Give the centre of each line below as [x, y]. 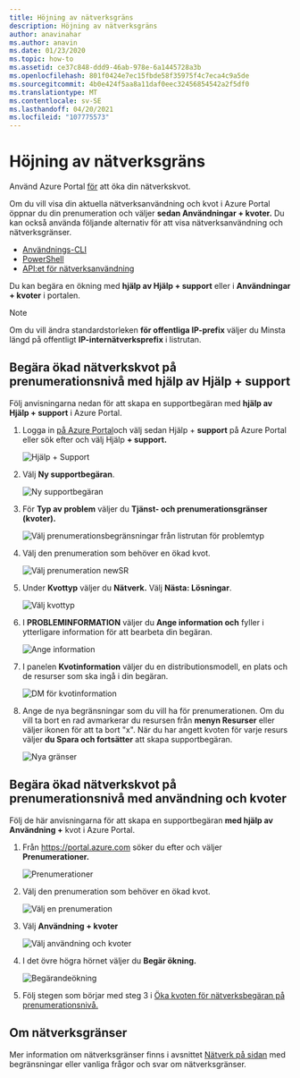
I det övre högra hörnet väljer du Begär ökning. [109, 960]
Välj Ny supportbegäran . [68, 474]
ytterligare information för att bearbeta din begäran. [117, 632]
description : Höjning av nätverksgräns [83, 26]
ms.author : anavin [43, 42]
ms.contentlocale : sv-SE [55, 101]
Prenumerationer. [55, 856]
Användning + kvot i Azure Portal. [72, 829]
